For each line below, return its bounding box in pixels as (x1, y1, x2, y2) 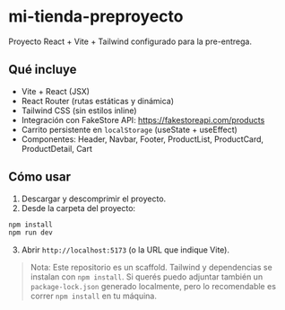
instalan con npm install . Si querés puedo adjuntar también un (30, 271, 263, 282)
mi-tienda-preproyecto (8, 6, 184, 27)
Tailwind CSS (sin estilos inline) (21, 105, 137, 116)
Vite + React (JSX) (21, 85, 91, 96)
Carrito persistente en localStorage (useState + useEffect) (21, 124, 238, 135)
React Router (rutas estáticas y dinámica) (21, 95, 175, 106)
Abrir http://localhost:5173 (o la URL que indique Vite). (21, 244, 230, 255)
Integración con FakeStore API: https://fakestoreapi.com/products (21, 114, 265, 125)
